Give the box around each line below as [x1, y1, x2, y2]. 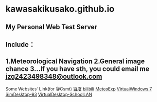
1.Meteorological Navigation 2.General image [5, 57, 145, 66]
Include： [5, 40, 35, 49]
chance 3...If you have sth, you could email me [5, 65, 150, 73]
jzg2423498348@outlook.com [5, 72, 103, 81]
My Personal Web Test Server [5, 23, 98, 31]
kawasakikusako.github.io [5, 3, 115, 15]
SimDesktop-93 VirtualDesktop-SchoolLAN [5, 91, 92, 97]
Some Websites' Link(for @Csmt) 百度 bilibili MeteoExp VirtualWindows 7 [5, 86, 152, 92]
